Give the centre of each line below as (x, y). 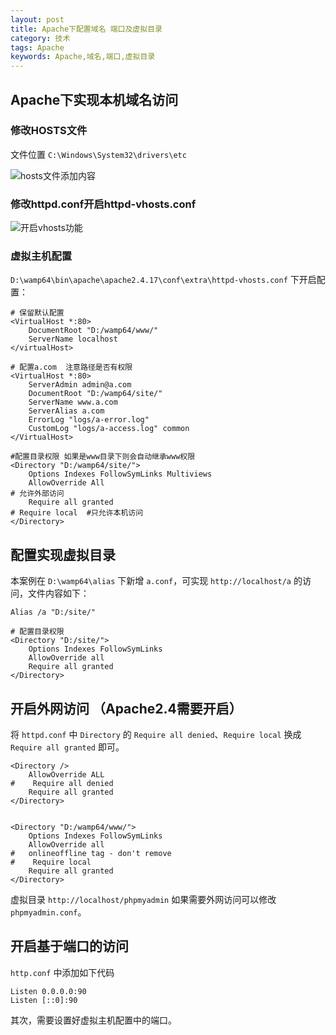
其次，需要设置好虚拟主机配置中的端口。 (93, 1020)
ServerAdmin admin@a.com (80, 385)
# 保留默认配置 (37, 313)
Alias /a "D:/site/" (53, 612)
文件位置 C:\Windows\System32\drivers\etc (98, 154)
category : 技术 (40, 38)
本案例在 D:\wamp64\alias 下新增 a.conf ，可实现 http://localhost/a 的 (156, 581)
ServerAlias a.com (66, 411)
